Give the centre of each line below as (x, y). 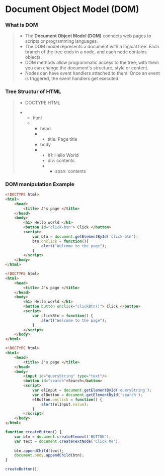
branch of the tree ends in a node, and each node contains (86, 52)
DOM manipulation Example (40, 184)
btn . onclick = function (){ (60, 241)
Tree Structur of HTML (33, 91)
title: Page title (62, 139)
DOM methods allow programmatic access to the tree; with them (92, 63)
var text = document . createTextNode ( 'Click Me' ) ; (67, 441)
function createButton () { (33, 432)
